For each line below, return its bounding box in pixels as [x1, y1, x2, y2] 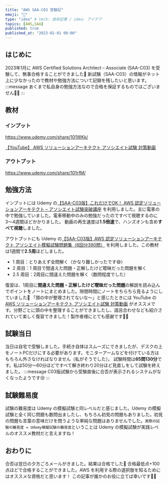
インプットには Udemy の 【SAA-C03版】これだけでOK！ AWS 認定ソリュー [5, 200, 161, 206]
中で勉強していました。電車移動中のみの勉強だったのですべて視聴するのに [5, 212, 158, 218]
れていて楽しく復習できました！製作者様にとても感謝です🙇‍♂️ [5, 313, 129, 319]
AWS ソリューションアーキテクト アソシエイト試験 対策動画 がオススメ [5, 300, 151, 306]
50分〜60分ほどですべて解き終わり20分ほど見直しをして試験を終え [22, 362, 161, 369]
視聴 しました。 [13, 225, 45, 231]
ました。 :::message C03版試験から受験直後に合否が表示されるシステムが [5, 369, 157, 375]
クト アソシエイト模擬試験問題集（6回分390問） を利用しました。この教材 [5, 242, 159, 248]
